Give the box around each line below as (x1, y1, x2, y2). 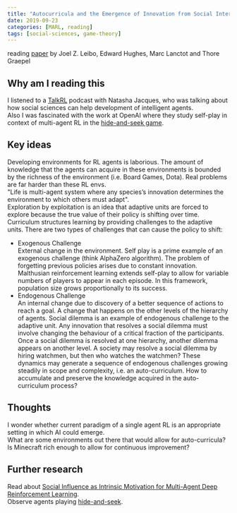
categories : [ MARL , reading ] (7, 23, 93, 30)
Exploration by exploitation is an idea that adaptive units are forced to (7, 203, 209, 211)
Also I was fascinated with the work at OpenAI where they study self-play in (7, 111, 228, 120)
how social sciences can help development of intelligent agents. (7, 104, 194, 112)
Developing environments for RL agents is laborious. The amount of (7, 157, 204, 166)
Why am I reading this (7, 77, 105, 89)
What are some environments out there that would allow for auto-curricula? (7, 435, 226, 444)
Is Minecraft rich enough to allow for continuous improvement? (7, 442, 190, 452)
